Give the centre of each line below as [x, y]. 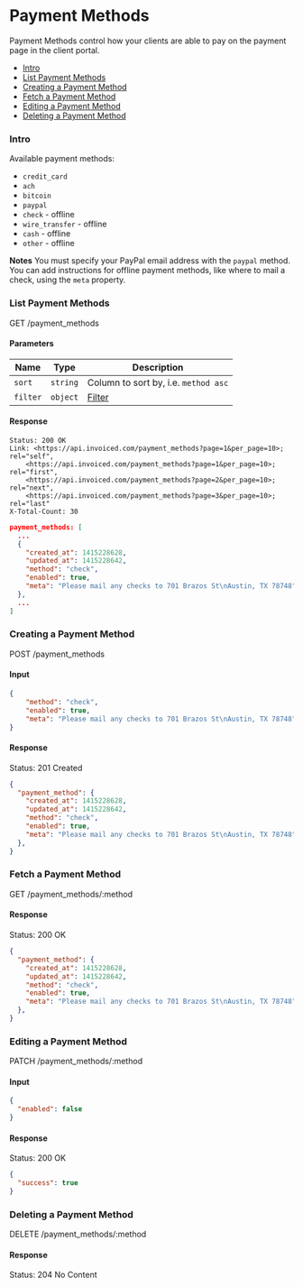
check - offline [48, 215]
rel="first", [34, 472]
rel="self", [32, 456]
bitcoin [37, 196]
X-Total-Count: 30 [44, 511]
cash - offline [46, 234]
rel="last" [30, 503]
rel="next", [32, 488]
